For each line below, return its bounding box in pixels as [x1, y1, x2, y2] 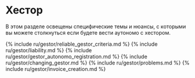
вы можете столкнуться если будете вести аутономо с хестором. [5, 29, 171, 36]
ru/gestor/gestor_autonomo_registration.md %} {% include [5, 53, 147, 60]
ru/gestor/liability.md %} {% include [5, 46, 92, 53]
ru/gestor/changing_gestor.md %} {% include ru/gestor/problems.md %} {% [5, 59, 190, 66]
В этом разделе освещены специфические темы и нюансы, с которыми [5, 23, 186, 30]
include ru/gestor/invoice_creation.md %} [5, 65, 106, 72]
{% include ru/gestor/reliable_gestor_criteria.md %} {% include [5, 40, 158, 48]
